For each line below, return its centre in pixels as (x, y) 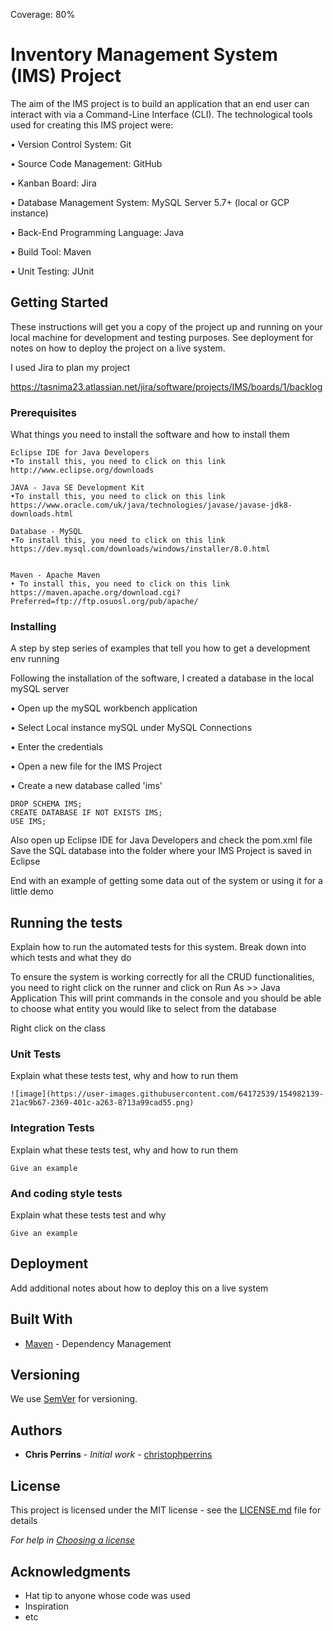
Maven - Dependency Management (98, 1343)
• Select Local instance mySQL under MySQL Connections (131, 728)
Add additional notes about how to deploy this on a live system (139, 1288)
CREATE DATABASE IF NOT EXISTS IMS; (86, 813)
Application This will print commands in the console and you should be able (166, 998)
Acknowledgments (71, 1571)
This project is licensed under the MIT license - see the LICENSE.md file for (166, 1510)
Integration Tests (52, 1128)
